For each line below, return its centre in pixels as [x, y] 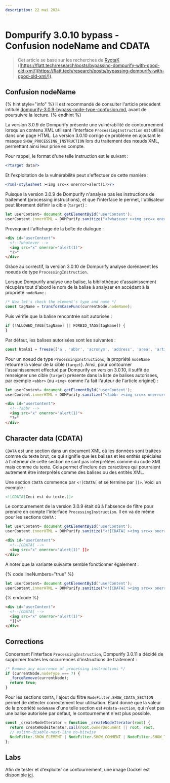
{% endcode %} [22, 598]
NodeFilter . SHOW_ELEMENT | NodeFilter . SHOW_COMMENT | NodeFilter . [81, 737]
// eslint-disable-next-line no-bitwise [53, 732]
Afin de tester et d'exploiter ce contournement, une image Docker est [78, 770]
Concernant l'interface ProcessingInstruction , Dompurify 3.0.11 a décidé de [84, 654]
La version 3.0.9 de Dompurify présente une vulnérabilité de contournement [84, 125]
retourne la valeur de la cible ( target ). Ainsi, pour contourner [69, 364]
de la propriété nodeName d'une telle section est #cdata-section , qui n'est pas [85, 708]
